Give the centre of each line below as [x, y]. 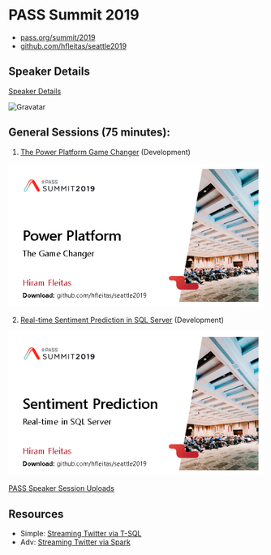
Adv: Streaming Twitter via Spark [75, 542]
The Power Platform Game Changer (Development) [105, 152]
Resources [36, 514]
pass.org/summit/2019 [58, 37]
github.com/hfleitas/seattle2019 [73, 45]
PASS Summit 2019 [74, 15]
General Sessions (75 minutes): [89, 133]
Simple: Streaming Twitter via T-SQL [81, 534]
